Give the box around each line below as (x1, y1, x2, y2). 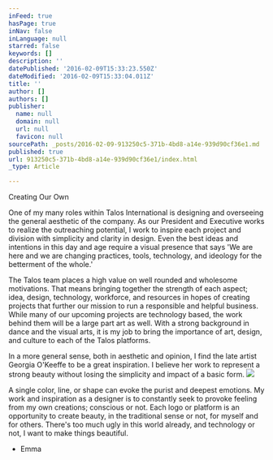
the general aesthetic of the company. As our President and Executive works (8, 217, 265, 226)
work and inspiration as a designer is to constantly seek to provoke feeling (8, 394, 258, 404)
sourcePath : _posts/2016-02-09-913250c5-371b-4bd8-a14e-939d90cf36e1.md (8, 140, 260, 148)
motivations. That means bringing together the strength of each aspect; (8, 284, 248, 294)
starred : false (8, 42, 60, 50)
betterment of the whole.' (8, 260, 93, 269)
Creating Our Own (8, 192, 69, 202)
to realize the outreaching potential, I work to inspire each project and (8, 225, 241, 235)
